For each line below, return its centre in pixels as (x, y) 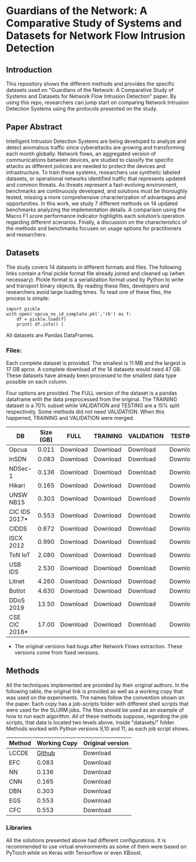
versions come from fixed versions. (57, 652)
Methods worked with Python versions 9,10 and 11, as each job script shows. (98, 728)
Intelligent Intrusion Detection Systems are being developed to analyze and (96, 141)
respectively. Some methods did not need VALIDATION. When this (85, 412)
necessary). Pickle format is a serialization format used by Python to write (95, 279)
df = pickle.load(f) (41, 319)
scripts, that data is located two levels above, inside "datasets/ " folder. (91, 722)
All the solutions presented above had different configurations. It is (86, 840)
